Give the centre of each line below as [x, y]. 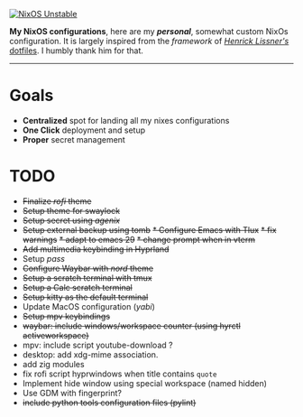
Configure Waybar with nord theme [88, 268]
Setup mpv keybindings [66, 316]
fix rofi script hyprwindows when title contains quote [119, 374]
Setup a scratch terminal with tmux [87, 278]
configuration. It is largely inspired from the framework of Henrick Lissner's [149, 41]
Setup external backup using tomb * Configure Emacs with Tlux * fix [149, 229]
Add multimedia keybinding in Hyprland [96, 249]
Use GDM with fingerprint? [72, 393]
